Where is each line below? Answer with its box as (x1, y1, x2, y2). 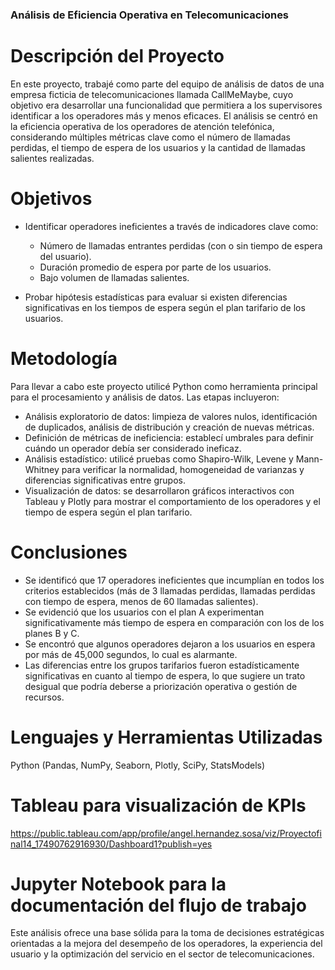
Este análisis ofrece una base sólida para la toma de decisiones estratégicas (10, 927, 325, 939)
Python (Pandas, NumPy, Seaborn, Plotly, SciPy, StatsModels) (10, 759, 266, 771)
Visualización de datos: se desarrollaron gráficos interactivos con (24, 484, 295, 497)
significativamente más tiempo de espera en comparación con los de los (24, 616, 325, 628)
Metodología (10, 347, 118, 370)
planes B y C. (24, 627, 80, 639)
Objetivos (10, 188, 93, 210)
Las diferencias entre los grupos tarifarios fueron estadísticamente (24, 659, 300, 671)
